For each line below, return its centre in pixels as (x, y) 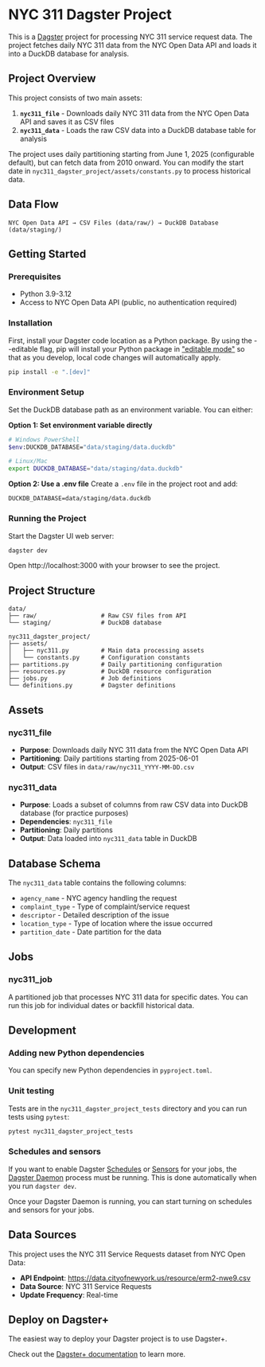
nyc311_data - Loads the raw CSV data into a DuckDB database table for (138, 130)
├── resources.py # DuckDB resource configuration (110, 672)
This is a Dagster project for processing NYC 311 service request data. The (131, 37)
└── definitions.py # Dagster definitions (92, 686)
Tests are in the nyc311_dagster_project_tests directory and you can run (128, 1108)
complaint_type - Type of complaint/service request (105, 906)
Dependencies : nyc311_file (66, 822)
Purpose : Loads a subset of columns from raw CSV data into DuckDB (134, 804)
